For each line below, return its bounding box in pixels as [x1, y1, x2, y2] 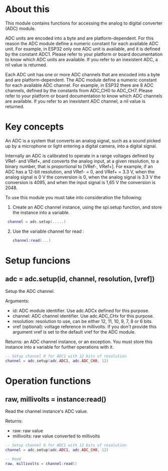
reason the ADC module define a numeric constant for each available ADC [5, 40, 159, 46]
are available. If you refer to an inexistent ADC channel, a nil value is [5, 98, 145, 104]
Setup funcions [5, 255, 71, 266]
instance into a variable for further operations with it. [5, 344, 114, 350]
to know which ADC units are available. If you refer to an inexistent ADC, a [5, 56, 158, 62]
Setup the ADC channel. [5, 288, 55, 294]
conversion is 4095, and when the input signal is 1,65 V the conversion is [5, 179, 155, 185]
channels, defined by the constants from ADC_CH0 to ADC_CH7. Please [5, 87, 153, 93]
